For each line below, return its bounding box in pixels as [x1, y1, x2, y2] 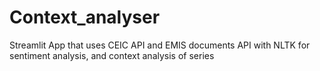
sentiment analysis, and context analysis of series [9, 49, 215, 61]
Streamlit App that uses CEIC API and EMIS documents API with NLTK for [9, 39, 311, 51]
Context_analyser [9, 6, 161, 29]
